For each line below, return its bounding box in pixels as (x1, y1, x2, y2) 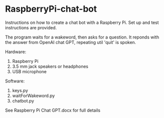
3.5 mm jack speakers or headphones (12, 63, 89, 69)
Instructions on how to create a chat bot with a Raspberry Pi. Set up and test (5, 20, 159, 25)
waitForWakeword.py (12, 93, 55, 98)
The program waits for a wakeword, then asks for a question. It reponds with (5, 34, 159, 40)
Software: (5, 78, 25, 84)
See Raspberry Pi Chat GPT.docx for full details (5, 107, 100, 113)
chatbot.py (12, 98, 34, 103)
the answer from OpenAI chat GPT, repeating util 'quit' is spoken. (5, 39, 136, 45)
